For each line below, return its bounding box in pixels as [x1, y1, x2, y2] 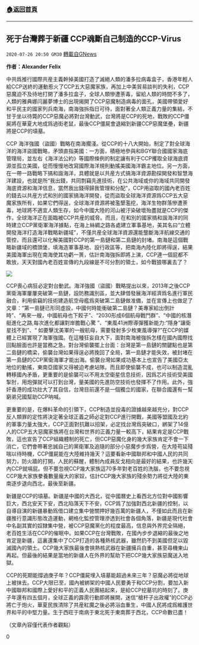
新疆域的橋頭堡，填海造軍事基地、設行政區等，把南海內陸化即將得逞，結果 [11, 244, 193, 251]
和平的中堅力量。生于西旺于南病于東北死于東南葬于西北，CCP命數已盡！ [11, 609, 188, 616]
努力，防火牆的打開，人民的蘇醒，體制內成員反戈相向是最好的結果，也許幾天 [6, 458, 193, 465]
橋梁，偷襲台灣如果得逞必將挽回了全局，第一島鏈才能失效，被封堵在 [26, 349, 193, 356]
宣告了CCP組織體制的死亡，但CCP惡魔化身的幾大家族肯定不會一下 [26, 435, 189, 442]
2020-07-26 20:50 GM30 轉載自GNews [6, 50, 97, 57]
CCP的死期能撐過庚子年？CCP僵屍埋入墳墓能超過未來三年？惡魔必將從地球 [6, 572, 189, 579]
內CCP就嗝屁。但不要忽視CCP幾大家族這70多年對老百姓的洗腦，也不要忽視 [6, 465, 190, 472]
